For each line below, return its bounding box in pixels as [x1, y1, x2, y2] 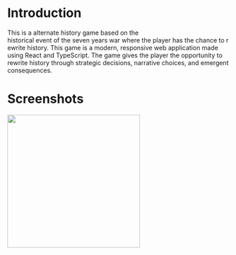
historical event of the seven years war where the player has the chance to [7, 35, 225, 44]
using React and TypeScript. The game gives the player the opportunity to [7, 51, 223, 59]
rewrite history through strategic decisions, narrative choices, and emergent [7, 58, 229, 67]
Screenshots [7, 91, 84, 107]
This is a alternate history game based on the [7, 28, 139, 37]
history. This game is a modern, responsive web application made [27, 43, 219, 52]
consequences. [7, 66, 53, 74]
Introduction [7, 5, 82, 21]
